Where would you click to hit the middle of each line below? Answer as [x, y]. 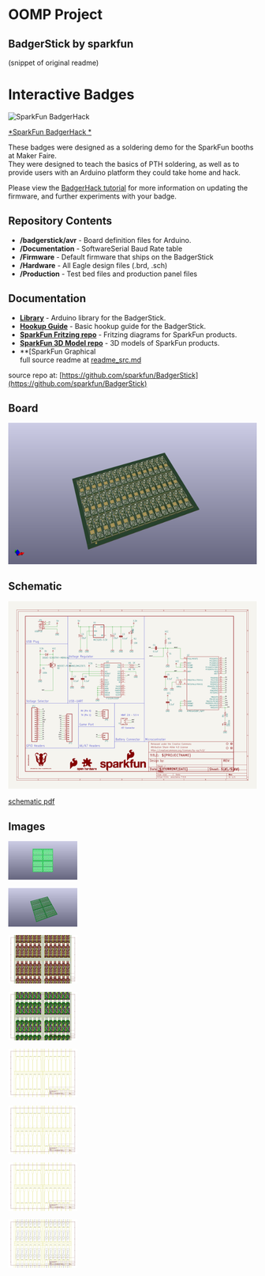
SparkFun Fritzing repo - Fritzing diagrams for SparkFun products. [128, 335]
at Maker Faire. [33, 155]
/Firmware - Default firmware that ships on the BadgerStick [117, 257]
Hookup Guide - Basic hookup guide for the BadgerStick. [113, 326]
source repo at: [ [35, 375]
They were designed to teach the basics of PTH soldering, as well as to [124, 164]
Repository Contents [60, 221]
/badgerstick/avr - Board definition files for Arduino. [105, 240]
